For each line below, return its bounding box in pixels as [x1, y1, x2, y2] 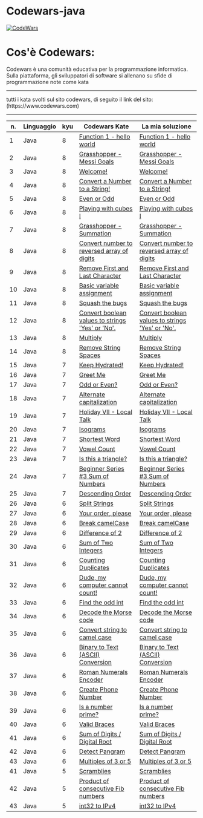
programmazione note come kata [6, 78, 89, 85]
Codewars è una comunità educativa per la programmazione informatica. [6, 65, 188, 73]
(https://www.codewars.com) [6, 102, 80, 110]
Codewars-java [6, 4, 86, 18]
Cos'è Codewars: [6, 45, 95, 59]
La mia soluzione [141, 122, 192, 131]
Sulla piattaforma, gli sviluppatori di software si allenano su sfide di [6, 71, 173, 79]
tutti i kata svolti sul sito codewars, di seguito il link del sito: [6, 96, 153, 103]
